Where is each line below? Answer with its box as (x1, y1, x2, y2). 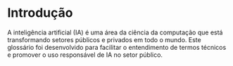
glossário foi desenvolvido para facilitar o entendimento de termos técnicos (7, 43, 227, 51)
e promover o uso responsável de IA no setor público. (7, 51, 163, 59)
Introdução (7, 5, 73, 21)
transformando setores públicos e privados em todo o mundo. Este (7, 35, 202, 44)
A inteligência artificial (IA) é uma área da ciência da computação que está (7, 28, 223, 37)
